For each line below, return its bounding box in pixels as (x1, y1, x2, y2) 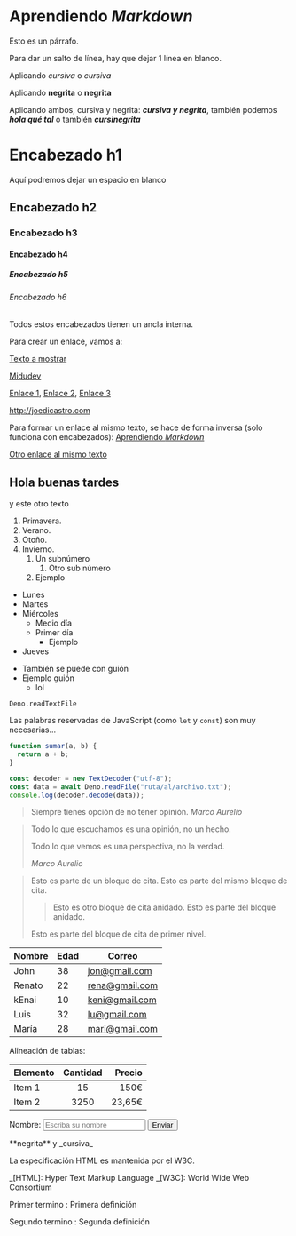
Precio (114, 1066, 144, 1079)
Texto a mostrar (9, 354, 67, 364)
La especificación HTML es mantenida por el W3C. (9, 1155, 195, 1166)
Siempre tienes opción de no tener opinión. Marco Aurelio (30, 807, 243, 817)
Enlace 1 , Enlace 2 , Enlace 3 (9, 388, 111, 399)
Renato (13, 979, 43, 992)
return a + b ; (17, 750, 69, 759)
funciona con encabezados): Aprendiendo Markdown (9, 432, 205, 443)
